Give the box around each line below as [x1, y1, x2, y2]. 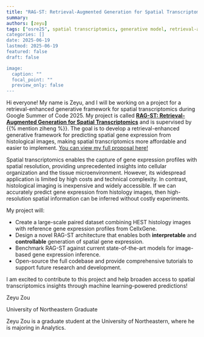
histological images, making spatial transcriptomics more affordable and [6, 138, 186, 145]
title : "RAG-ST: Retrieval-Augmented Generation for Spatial [6, 9, 165, 15]
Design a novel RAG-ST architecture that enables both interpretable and [15, 232, 197, 239]
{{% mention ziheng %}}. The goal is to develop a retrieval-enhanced [6, 125, 180, 132]
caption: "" [12, 71, 42, 77]
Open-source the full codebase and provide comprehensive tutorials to [15, 257, 193, 265]
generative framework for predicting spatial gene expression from [6, 132, 171, 139]
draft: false [6, 54, 39, 60]
